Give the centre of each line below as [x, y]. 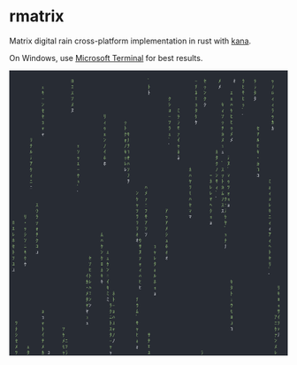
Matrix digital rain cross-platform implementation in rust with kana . [130, 41]
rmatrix [37, 16]
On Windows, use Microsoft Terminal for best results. [106, 58]
